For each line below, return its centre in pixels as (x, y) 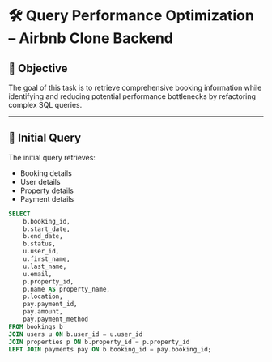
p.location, (43, 296)
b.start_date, (47, 229)
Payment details (47, 198)
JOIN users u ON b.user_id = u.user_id (76, 334)
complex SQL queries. (45, 105)
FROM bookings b (36, 326)
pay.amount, (43, 312)
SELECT (19, 214)
